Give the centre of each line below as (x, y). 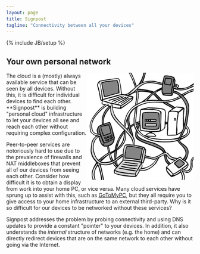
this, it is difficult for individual (43, 95)
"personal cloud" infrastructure (44, 114)
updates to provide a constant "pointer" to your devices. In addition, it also (97, 226)
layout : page (22, 13)
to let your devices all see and (43, 120)
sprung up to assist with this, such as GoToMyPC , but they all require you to (99, 195)
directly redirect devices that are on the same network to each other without (100, 238)
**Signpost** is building (36, 108)
